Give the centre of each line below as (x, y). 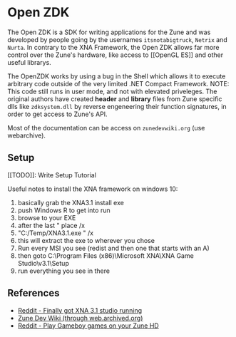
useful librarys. (29, 62)
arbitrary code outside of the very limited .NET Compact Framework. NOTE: (118, 83)
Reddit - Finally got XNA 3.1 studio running (80, 310)
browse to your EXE (47, 217)
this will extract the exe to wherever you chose (86, 240)
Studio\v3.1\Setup (43, 263)
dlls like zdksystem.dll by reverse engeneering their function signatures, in (117, 106)
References (34, 293)
